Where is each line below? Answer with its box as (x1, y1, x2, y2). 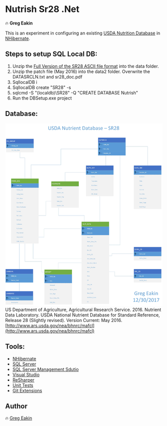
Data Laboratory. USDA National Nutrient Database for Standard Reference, (5, 311, 161, 318)
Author (5, 401, 27, 410)
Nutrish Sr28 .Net (5, 3, 80, 15)
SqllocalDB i (12, 79, 37, 85)
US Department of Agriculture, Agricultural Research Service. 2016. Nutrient (5, 306, 162, 312)
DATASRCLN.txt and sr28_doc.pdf (12, 73, 83, 79)
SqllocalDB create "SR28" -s (12, 84, 71, 90)
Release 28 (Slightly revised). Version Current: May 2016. (5, 317, 123, 323)
